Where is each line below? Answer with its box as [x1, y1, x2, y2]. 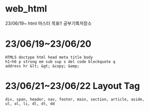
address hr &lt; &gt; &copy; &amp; [5, 63, 80, 68]
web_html [5, 3, 47, 15]
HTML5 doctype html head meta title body [5, 55, 93, 60]
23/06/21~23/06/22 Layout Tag [5, 80, 140, 92]
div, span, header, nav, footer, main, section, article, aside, [5, 96, 144, 102]
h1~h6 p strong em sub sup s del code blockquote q [5, 59, 115, 64]
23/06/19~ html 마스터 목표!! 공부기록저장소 [5, 20, 92, 26]
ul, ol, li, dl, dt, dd [5, 101, 55, 106]
